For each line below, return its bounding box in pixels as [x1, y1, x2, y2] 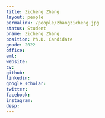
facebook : [6, 92, 31, 98]
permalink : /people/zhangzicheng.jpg [6, 20, 100, 26]
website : [6, 58, 28, 64]
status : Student [6, 25, 46, 32]
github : [6, 70, 26, 76]
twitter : [6, 86, 28, 92]
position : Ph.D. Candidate [6, 36, 73, 42]
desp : [6, 103, 20, 109]
